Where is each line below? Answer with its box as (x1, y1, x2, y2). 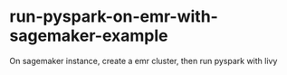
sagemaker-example (9, 25, 168, 46)
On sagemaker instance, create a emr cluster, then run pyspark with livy (9, 55, 278, 66)
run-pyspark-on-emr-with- (9, 6, 219, 27)
